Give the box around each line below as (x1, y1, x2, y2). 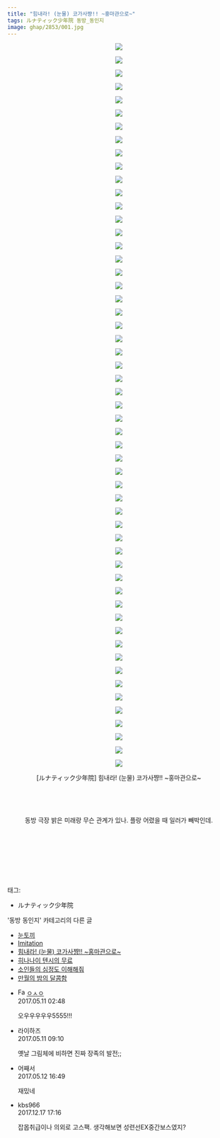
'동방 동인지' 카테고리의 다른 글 (7, 916, 93, 924)
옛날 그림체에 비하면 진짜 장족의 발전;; (17, 1049, 122, 1058)
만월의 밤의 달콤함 (17, 974, 67, 982)
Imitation (17, 939, 44, 948)
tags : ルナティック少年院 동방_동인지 (7, 17, 105, 24)
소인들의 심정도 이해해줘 (17, 965, 85, 974)
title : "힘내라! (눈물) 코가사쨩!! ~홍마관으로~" (7, 10, 136, 18)
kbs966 (17, 1101, 40, 1110)
